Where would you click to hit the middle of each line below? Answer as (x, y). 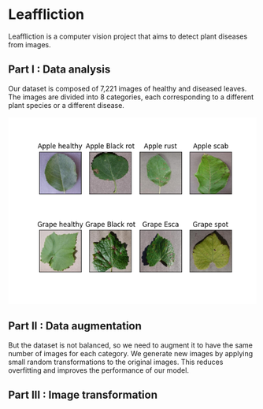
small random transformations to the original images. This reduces (116, 362)
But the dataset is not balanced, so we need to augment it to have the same (131, 345)
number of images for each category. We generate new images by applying (131, 353)
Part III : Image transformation (83, 394)
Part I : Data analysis (59, 70)
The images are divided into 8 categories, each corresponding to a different (131, 97)
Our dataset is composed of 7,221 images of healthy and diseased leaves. (128, 88)
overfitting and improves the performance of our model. (98, 370)
